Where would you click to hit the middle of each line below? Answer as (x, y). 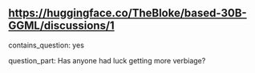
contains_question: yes (46, 45)
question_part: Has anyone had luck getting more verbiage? (107, 60)
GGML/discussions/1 (61, 26)
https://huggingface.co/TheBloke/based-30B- (127, 13)
